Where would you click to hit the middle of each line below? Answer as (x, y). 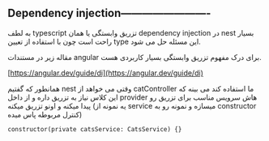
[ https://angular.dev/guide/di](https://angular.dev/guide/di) (105, 73)
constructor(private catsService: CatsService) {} (95, 129)
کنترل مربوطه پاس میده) (45, 114)
